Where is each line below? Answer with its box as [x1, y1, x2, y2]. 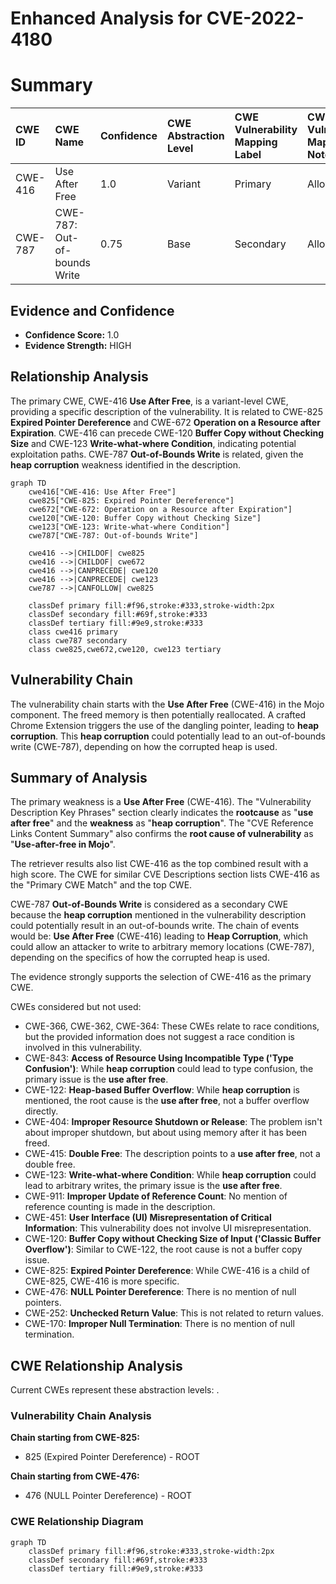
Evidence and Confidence [10, 302, 175, 319]
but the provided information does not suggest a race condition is [24, 1031, 295, 1043]
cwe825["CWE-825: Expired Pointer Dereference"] [28, 495, 235, 506]
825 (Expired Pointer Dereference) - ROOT [24, 1451, 201, 1463]
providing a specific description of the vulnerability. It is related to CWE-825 [10, 405, 323, 417]
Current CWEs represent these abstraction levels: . [10, 1384, 220, 1396]
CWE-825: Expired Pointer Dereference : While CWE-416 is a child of [24, 1265, 310, 1277]
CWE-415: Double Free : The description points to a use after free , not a [24, 1148, 321, 1160]
